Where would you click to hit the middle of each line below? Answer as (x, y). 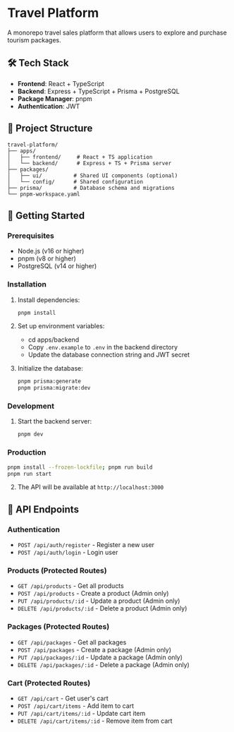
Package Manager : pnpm (55, 98)
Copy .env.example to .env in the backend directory (103, 347)
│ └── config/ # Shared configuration (75, 181)
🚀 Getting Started (46, 216)
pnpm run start (30, 474)
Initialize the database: (50, 368)
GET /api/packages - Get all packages (72, 642)
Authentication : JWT (49, 106)
